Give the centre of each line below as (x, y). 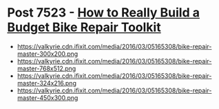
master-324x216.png (47, 83)
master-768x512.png (46, 68)
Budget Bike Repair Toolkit (84, 27)
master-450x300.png (48, 97)
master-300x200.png (48, 54)
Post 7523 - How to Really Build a (103, 13)
